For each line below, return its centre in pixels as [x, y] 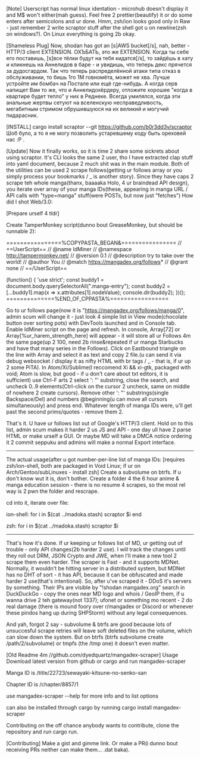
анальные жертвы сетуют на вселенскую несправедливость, [85, 103]
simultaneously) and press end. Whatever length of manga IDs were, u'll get [99, 405]
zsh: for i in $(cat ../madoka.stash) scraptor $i [62, 526]
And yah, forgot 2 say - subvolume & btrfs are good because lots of [89, 624]
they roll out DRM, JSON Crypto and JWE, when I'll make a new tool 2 [92, 556]
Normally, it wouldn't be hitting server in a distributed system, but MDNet [96, 568]
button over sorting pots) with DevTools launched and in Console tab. [91, 323]
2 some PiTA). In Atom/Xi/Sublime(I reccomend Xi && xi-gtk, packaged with [99, 367]
